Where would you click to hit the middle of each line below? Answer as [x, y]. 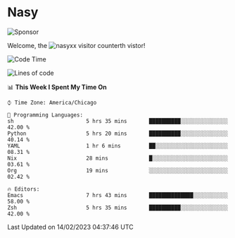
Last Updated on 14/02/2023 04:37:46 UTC [70, 227]
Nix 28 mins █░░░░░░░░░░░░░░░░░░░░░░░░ [118, 158]
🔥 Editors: [24, 189]
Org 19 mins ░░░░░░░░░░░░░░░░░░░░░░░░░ [118, 170]
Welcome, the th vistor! [76, 45]
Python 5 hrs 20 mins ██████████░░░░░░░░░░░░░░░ [118, 133]
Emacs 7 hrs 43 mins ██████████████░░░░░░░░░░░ [118, 195]
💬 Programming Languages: [45, 115]
